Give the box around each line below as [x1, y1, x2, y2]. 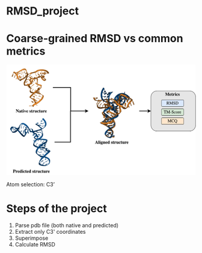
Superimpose [14, 234, 49, 242]
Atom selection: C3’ [6, 180, 55, 187]
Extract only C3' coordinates [14, 228, 86, 235]
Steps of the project [6, 202, 107, 216]
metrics [6, 44, 46, 58]
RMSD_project [6, 4, 79, 18]
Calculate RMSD [14, 240, 56, 248]
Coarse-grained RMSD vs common [6, 32, 183, 46]
